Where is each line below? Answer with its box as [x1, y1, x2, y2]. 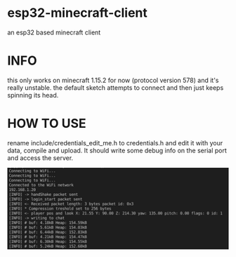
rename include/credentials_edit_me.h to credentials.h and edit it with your [7, 138, 223, 147]
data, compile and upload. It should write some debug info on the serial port [7, 146, 227, 154]
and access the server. [7, 153, 74, 162]
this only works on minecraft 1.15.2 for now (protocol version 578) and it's [7, 76, 219, 84]
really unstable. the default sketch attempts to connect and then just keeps [7, 83, 224, 92]
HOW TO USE [7, 116, 86, 131]
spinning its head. [7, 91, 59, 99]
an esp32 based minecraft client [7, 28, 101, 37]
